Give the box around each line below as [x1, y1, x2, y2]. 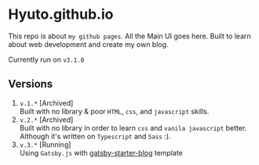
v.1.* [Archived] [19, 98, 74, 107]
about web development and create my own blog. [8, 39, 169, 48]
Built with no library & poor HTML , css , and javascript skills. [19, 106, 210, 116]
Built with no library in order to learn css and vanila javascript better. [19, 123, 247, 132]
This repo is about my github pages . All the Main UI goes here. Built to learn [8, 31, 251, 41]
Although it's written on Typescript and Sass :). [19, 131, 171, 141]
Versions [8, 77, 53, 91]
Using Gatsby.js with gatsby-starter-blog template [19, 148, 183, 157]
